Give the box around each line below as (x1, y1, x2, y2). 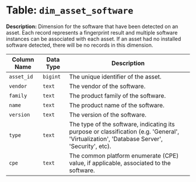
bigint (43, 73, 61, 80)
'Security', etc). (69, 142, 111, 150)
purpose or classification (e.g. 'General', (69, 127, 180, 135)
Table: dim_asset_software (6, 4, 134, 17)
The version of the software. (69, 111, 147, 119)
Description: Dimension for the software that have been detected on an (6, 23, 178, 30)
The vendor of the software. (69, 82, 146, 90)
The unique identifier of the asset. (69, 73, 162, 81)
